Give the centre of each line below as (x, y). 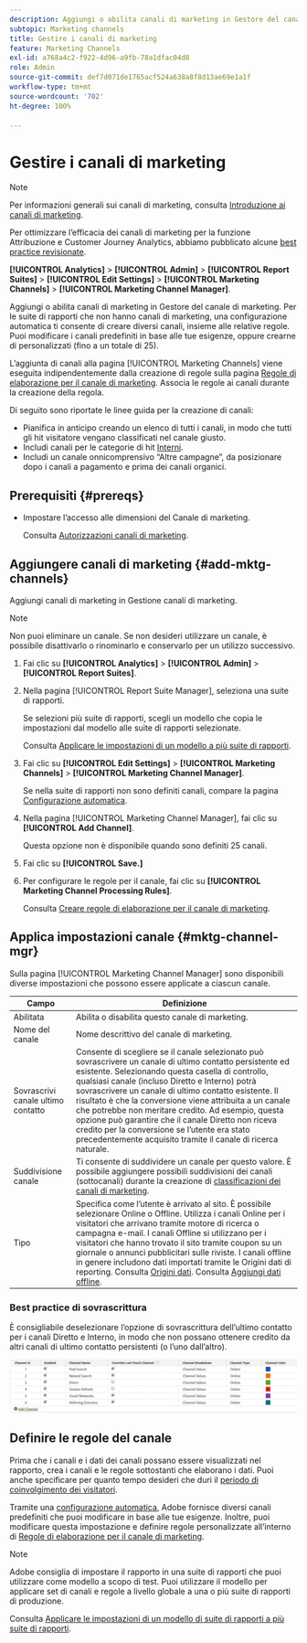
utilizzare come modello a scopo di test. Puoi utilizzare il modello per (138, 1581)
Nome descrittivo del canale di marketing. (154, 1034)
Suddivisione (37, 1171)
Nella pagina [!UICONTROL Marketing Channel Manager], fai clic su (150, 817)
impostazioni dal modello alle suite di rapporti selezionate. (132, 728)
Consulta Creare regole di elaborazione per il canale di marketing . (147, 908)
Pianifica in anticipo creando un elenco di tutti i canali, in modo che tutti (157, 428)
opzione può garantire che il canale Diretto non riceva (176, 1120)
